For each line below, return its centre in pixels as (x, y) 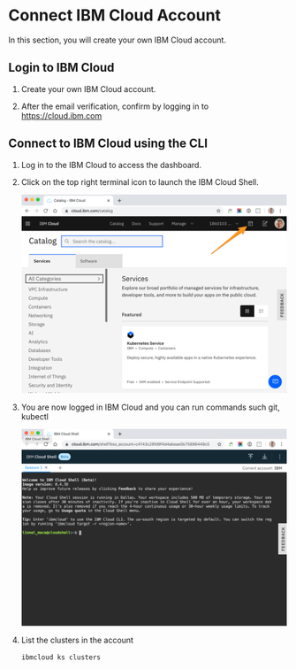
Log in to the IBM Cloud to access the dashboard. (111, 165)
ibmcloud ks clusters (61, 657)
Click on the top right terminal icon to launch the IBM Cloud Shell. (140, 181)
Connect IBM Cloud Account (115, 15)
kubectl (35, 416)
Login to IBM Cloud (61, 68)
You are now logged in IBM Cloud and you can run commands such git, (150, 407)
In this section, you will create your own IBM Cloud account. (118, 40)
